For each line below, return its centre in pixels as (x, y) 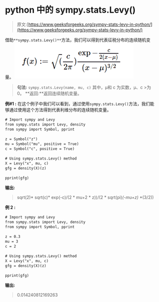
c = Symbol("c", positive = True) (40, 149)
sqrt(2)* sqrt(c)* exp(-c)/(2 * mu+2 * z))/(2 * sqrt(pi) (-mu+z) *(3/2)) (85, 197)
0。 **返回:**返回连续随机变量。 (49, 93)
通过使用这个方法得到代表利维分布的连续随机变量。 (60, 109)
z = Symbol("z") (21, 139)
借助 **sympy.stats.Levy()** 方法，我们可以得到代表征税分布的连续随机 (76, 40)
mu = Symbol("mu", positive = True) (42, 144)
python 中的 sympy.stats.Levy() (70, 10)
